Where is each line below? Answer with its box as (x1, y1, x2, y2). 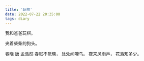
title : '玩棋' (5, 7, 33, 12)
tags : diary (5, 16, 29, 21)
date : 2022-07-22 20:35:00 (5, 12, 60, 17)
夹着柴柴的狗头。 (5, 41, 40, 46)
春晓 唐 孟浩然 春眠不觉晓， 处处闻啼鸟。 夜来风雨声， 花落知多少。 (5, 51, 142, 57)
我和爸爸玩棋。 (5, 30, 35, 36)
